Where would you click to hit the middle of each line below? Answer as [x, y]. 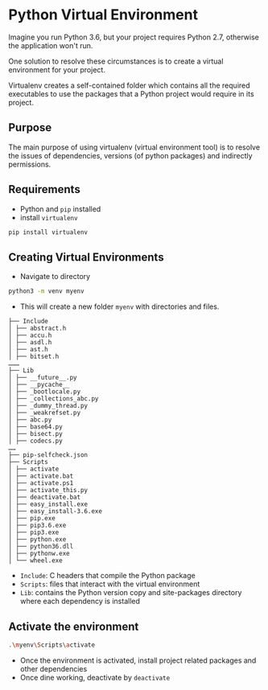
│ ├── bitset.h [34, 357]
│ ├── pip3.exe [34, 532]
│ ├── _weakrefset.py [45, 413]
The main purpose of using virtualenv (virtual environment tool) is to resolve [134, 147]
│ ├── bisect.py [35, 434]
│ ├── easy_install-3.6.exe [56, 511]
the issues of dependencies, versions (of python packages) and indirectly [130, 155]
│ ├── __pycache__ [39, 385]
